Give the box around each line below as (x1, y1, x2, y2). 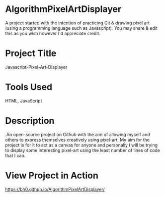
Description (5, 115, 55, 126)
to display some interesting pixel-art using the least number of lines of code (5, 147, 161, 153)
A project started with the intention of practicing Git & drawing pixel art (5, 20, 150, 26)
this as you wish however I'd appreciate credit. (5, 30, 100, 36)
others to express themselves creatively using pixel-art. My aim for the (5, 137, 150, 143)
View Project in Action (5, 170, 98, 181)
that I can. (5, 152, 26, 158)
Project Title (5, 48, 57, 59)
